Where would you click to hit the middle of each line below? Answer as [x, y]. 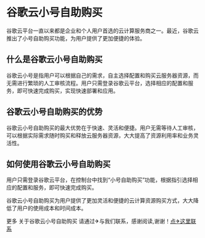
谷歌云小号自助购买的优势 [54, 112]
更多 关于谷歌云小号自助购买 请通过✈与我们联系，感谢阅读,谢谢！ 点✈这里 [99, 221]
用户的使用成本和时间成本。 [52, 208]
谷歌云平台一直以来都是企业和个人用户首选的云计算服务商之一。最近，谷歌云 [103, 31]
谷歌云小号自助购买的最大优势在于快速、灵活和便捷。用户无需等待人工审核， [103, 128]
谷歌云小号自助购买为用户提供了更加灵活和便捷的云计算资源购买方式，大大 [100, 201]
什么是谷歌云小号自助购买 [54, 60]
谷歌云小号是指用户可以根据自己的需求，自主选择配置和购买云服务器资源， [100, 75]
